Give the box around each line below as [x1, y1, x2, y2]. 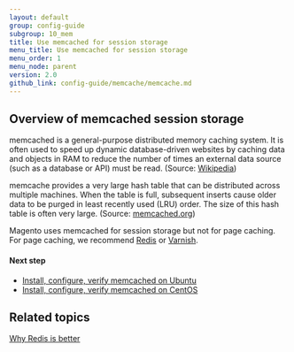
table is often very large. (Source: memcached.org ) [9, 209, 197, 219]
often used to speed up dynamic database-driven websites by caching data [9, 144, 285, 155]
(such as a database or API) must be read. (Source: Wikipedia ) [9, 163, 237, 173]
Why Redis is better [9, 333, 81, 344]
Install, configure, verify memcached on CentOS [21, 284, 198, 295]
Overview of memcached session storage [9, 111, 244, 126]
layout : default [9, 12, 69, 22]
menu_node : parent [9, 63, 77, 72]
